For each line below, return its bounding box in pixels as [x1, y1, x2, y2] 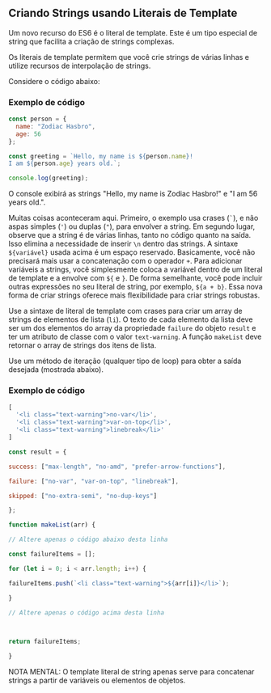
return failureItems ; [8, 638, 82, 646]
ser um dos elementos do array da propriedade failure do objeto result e [8, 323, 256, 333]
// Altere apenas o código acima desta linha [8, 608, 164, 617]
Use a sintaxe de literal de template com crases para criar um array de [8, 306, 243, 316]
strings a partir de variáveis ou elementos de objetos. [8, 675, 186, 686]
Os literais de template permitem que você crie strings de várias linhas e [8, 52, 249, 61]
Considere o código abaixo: [8, 76, 100, 86]
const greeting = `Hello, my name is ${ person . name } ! [8, 152, 194, 160]
